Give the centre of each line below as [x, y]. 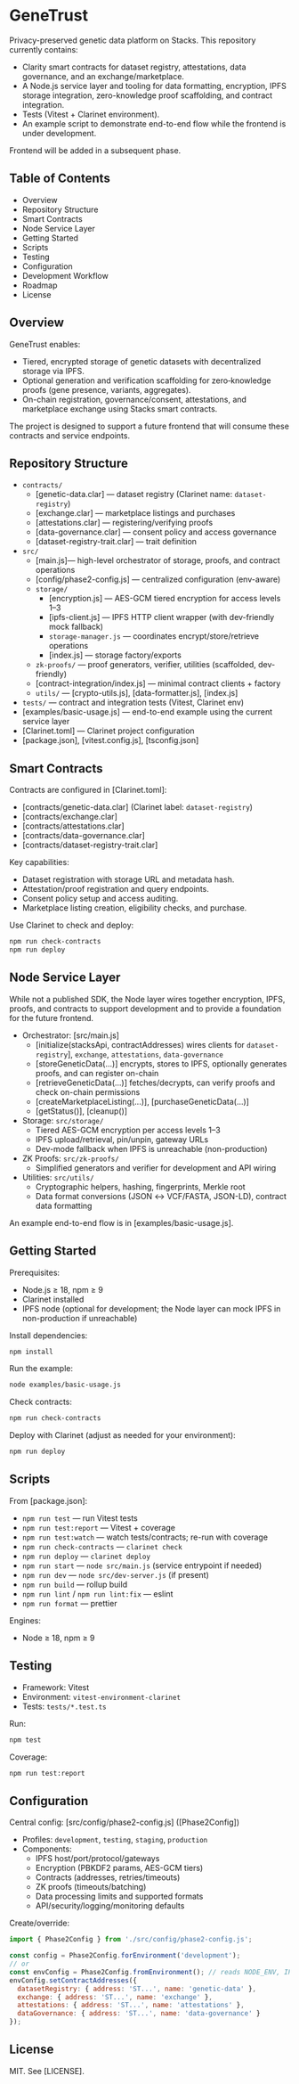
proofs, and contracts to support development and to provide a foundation [145, 1009]
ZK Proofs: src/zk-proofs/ [71, 1158]
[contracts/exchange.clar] [69, 817]
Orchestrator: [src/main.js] [71, 1035]
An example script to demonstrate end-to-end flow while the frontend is [154, 123]
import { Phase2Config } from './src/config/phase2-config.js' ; [131, 1940]
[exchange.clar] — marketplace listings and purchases [135, 513]
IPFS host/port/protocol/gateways [97, 1859]
